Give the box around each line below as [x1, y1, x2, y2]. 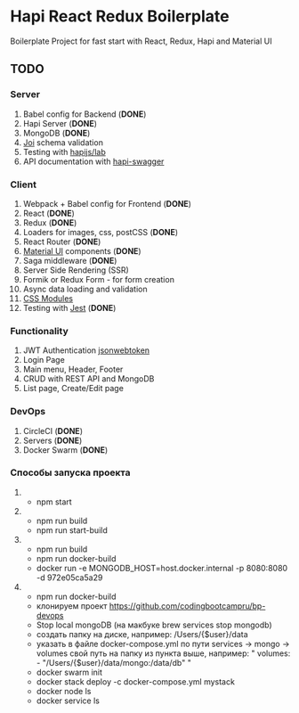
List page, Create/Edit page [22, 383, 124, 394]
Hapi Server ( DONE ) [22, 118, 97, 128]
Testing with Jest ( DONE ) [22, 302, 117, 313]
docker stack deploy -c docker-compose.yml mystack [36, 676, 235, 687]
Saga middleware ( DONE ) [22, 255, 117, 266]
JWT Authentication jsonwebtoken [22, 345, 150, 356]
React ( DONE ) [22, 208, 75, 218]
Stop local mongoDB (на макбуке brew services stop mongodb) [36, 619, 272, 630]
